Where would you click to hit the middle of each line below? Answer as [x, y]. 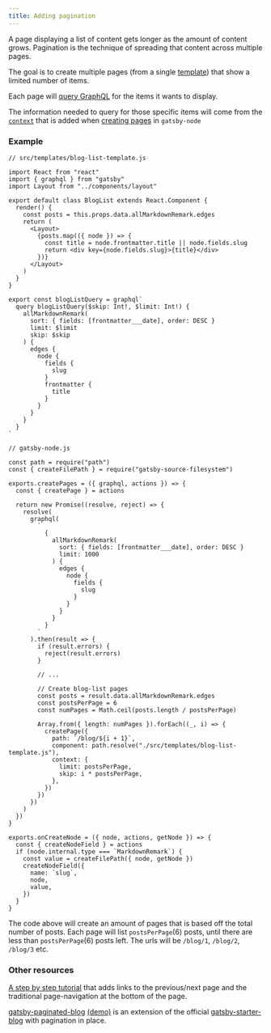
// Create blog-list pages [83, 688]
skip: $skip [50, 335]
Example [26, 141]
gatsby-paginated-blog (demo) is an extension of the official [109, 1012]
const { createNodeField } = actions [79, 845]
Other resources [41, 970]
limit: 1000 [79, 554]
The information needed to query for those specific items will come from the [135, 112]
